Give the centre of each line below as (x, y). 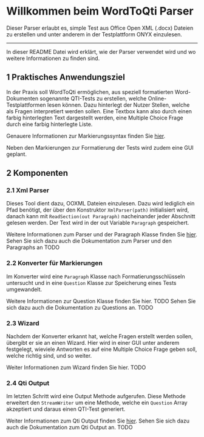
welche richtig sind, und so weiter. (49, 356)
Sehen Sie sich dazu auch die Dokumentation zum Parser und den (89, 241)
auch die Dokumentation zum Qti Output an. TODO (70, 427)
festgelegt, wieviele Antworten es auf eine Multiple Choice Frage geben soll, (102, 349)
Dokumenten (22, 98)
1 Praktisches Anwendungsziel (66, 77)
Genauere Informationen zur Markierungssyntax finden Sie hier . (86, 136)
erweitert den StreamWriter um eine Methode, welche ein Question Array (97, 403)
